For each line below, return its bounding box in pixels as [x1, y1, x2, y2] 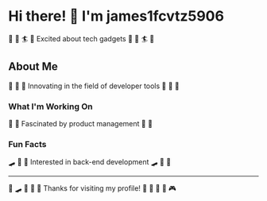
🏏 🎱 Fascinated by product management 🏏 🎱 [8, 119, 153, 129]
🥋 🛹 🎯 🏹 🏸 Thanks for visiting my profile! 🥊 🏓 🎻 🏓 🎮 [8, 184, 176, 193]
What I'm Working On [8, 101, 93, 112]
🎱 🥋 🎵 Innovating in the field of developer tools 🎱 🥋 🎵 [8, 81, 180, 91]
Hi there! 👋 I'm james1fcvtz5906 [8, 7, 225, 25]
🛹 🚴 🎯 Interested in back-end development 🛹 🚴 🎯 [8, 157, 172, 167]
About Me [8, 60, 58, 74]
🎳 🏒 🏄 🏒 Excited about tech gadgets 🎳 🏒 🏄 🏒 [8, 33, 155, 43]
